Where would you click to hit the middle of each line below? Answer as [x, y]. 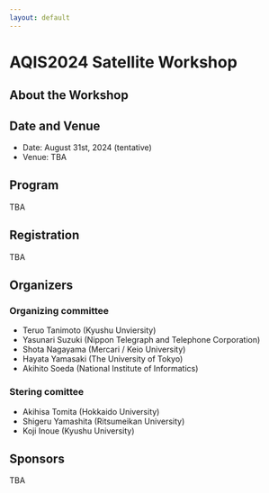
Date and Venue [55, 125]
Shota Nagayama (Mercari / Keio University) [104, 350]
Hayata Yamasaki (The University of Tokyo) [103, 359]
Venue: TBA [45, 157]
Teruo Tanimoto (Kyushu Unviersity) [89, 330]
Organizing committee [59, 310]
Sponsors [37, 459]
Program [34, 185]
